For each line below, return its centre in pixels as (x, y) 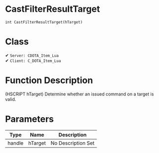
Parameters (30, 119)
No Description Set (73, 143)
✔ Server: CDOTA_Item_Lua (32, 55)
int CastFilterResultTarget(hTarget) (44, 22)
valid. (11, 99)
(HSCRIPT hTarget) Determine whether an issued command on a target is (79, 94)
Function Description (49, 80)
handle (16, 143)
